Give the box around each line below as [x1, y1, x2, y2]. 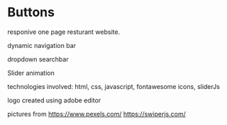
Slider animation [7, 69, 55, 77]
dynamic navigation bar [7, 41, 77, 49]
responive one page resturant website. [7, 28, 121, 36]
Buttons [7, 4, 55, 20]
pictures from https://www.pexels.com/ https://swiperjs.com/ [7, 109, 186, 118]
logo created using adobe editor [7, 96, 101, 105]
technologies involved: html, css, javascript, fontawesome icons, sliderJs [7, 82, 220, 90]
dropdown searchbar [7, 54, 69, 64]
